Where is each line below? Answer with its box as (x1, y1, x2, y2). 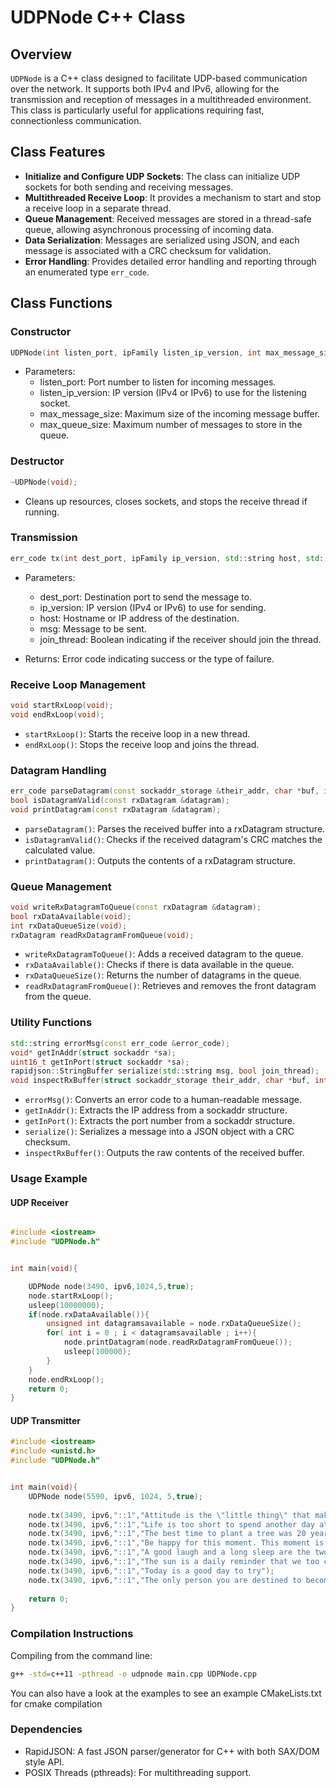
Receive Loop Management (10, 677, 147, 691)
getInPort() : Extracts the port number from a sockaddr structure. (24, 1115, 295, 1127)
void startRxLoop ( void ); (10, 701, 114, 711)
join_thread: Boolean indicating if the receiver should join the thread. (39, 633, 322, 645)
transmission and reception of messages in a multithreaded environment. (10, 94, 312, 105)
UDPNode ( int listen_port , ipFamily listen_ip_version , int (10, 347, 262, 358)
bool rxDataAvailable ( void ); (10, 911, 132, 921)
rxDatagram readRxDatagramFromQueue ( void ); (10, 930, 195, 940)
